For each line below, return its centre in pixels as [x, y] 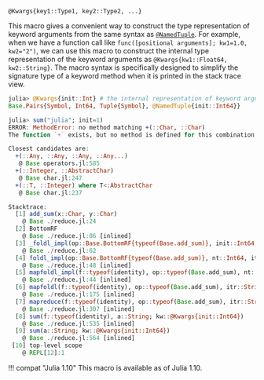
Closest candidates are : [49, 149]
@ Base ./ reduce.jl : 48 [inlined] [77, 265]
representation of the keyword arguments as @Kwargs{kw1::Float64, [118, 59]
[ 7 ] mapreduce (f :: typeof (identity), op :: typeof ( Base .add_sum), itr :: [131, 301]
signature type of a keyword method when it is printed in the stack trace [125, 76]
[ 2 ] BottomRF [37, 229]
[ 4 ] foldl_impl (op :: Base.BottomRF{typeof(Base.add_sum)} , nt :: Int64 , [131, 258]
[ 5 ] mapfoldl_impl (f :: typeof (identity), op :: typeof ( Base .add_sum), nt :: [137, 272]
